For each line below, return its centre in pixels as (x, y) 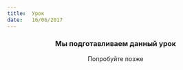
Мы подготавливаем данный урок (116, 44)
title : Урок (26, 13)
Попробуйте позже (116, 58)
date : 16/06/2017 (35, 20)
